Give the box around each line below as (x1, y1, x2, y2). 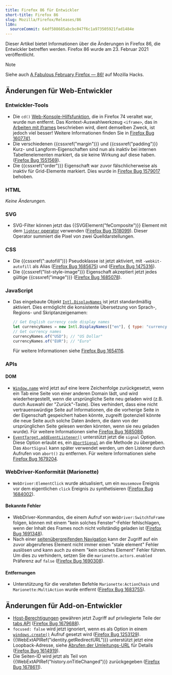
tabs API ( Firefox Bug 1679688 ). (12, 621, 81, 627)
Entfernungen (5, 569, 36, 575)
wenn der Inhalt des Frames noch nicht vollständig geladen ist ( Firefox (12, 525, 162, 531)
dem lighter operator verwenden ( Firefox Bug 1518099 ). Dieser (12, 228, 148, 234)
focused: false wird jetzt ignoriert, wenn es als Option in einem (12, 626, 148, 632)
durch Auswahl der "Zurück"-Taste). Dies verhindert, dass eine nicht (12, 401, 158, 407)
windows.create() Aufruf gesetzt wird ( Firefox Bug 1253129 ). (12, 631, 141, 638)
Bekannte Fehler (5, 503, 41, 509)
